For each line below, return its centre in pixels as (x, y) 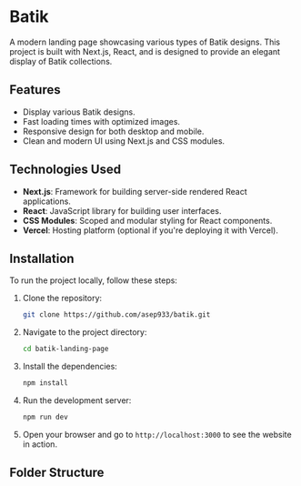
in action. (40, 444)
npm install (45, 383)
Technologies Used (65, 170)
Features (35, 90)
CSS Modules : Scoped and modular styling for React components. (147, 220)
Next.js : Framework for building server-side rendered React (135, 191)
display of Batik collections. (61, 61)
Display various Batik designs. (79, 112)
